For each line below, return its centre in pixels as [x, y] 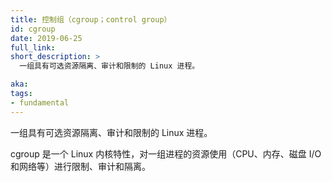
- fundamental [40, 102]
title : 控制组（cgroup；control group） [91, 19]
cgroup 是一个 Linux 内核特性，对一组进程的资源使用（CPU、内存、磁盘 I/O [166, 153]
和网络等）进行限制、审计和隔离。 [80, 166]
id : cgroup [33, 29]
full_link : [33, 47]
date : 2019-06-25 [46, 38]
